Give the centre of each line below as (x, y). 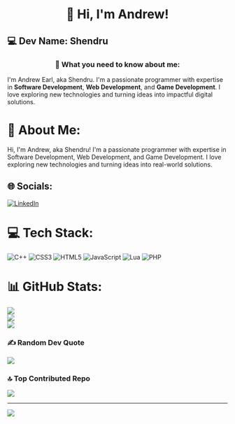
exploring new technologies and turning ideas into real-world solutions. (110, 164)
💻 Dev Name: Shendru (58, 41)
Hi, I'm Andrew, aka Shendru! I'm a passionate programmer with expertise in (117, 149)
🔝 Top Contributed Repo (49, 379)
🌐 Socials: (30, 186)
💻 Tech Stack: (50, 233)
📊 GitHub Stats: (55, 287)
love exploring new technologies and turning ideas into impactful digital (110, 94)
